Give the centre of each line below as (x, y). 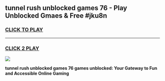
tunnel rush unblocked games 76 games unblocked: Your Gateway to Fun (81, 68)
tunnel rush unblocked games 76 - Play (66, 8)
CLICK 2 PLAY (22, 48)
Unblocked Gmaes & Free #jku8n (56, 16)
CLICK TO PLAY (24, 30)
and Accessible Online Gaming (37, 73)
